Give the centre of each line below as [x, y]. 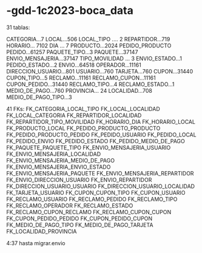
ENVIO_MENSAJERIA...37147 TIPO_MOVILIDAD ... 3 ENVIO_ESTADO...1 [94, 58]
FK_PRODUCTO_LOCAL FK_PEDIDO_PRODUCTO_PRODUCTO [83, 128]
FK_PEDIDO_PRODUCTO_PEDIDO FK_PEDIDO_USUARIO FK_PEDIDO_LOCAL [101, 135]
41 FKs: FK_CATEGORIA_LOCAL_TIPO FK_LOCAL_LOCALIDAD [83, 109]
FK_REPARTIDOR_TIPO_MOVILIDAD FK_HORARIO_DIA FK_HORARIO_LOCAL [101, 121]
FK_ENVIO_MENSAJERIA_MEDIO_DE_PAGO [61, 160]
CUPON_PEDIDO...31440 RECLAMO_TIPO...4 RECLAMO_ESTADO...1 [90, 84]
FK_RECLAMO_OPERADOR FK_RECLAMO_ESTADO [70, 205]
